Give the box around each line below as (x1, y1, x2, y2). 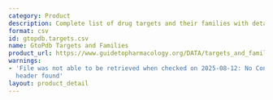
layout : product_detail (8, 79, 89, 87)
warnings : (8, 57, 42, 65)
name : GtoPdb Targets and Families (8, 42, 129, 50)
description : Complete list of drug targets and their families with (8, 19, 249, 27)
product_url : (8, 49, 53, 57)
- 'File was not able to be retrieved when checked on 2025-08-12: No (8, 65, 253, 73)
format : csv (8, 27, 49, 35)
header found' (15, 72, 63, 80)
